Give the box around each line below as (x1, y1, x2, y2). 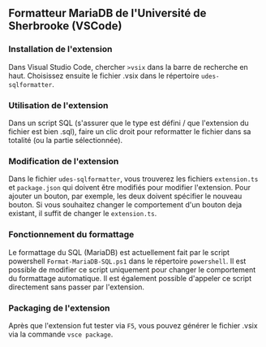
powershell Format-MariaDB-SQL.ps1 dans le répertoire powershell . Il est (8, 256, 247, 266)
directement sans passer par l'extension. (8, 282, 144, 292)
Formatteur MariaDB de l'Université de (8, 7, 207, 20)
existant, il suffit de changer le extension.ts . (8, 209, 157, 219)
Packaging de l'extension (8, 302, 110, 314)
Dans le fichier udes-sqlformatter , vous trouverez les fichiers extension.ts (8, 174, 259, 184)
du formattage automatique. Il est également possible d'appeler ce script (8, 273, 252, 283)
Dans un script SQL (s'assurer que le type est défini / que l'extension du (8, 118, 249, 128)
